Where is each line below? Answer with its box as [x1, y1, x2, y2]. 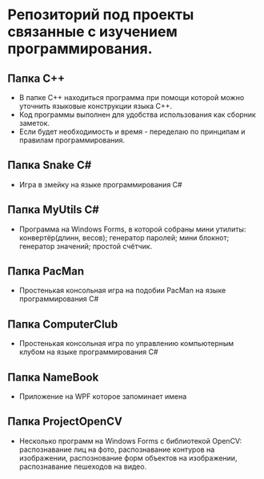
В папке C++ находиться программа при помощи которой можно [18, 93, 245, 102]
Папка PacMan [7, 264, 85, 278]
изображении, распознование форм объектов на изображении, [18, 453, 238, 462]
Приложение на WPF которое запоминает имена [18, 392, 187, 401]
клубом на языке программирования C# [18, 347, 158, 357]
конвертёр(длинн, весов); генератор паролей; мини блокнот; [18, 232, 230, 242]
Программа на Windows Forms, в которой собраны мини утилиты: [18, 224, 246, 234]
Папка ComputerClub [7, 317, 118, 331]
